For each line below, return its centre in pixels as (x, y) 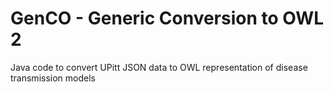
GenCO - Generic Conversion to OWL (167, 18)
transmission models (53, 78)
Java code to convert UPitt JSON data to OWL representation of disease (159, 67)
